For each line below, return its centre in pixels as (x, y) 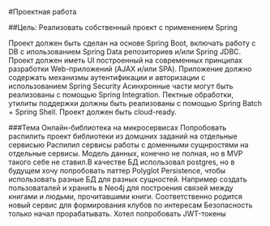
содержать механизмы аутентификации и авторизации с (107, 77)
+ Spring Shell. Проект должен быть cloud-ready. (92, 112)
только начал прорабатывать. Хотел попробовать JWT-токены (118, 213)
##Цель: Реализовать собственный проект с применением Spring (123, 27)
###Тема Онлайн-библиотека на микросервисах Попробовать (118, 128)
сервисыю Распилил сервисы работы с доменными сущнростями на (129, 145)
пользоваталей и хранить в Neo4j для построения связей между (121, 188)
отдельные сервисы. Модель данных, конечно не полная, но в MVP (126, 154)
